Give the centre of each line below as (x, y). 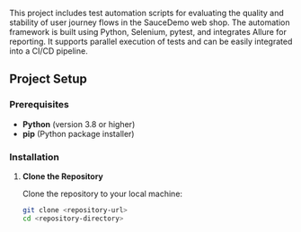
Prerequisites (39, 105)
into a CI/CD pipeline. (49, 51)
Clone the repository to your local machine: (102, 193)
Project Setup (49, 79)
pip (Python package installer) (78, 133)
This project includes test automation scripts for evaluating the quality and (147, 13)
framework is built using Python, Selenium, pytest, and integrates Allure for (148, 32)
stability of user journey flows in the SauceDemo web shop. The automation (150, 22)
